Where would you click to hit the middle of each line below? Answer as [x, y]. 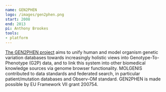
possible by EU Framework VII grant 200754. [52, 84]
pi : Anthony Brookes [27, 29]
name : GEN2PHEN [21, 10]
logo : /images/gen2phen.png [35, 15]
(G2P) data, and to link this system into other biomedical [87, 63]
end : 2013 [16, 24]
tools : [12, 33]
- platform [17, 38]
